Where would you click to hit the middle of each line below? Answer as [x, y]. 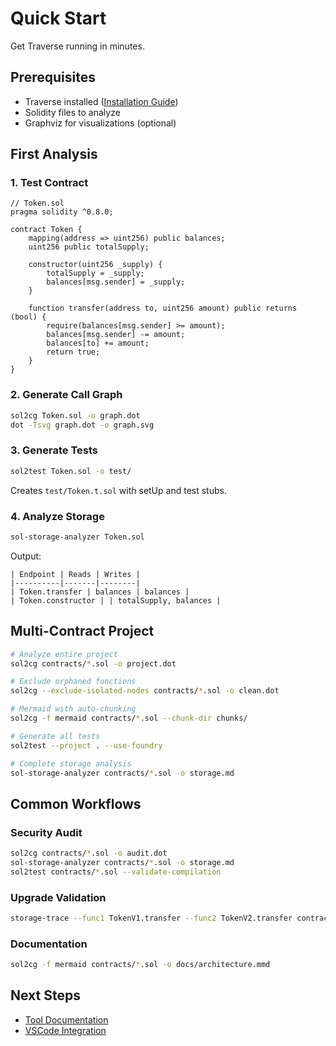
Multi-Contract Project [82, 631]
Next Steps [45, 995]
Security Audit [46, 832]
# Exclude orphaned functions [73, 682]
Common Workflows [76, 803]
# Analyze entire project [64, 654]
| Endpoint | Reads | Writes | [75, 574]
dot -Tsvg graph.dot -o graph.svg [82, 425]
